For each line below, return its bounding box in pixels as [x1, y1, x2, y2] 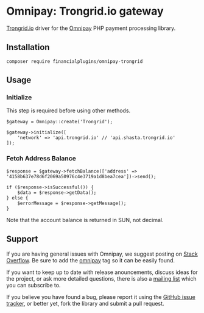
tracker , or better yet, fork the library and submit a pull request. [6, 300, 164, 307]
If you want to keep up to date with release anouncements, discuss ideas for [6, 268, 198, 276]
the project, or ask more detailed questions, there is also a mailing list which [6, 275, 197, 282]
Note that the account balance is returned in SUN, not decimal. [6, 216, 164, 223]
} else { [6, 195, 29, 201]
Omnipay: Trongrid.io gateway [6, 4, 164, 18]
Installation [6, 42, 50, 52]
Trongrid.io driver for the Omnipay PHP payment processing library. [6, 24, 176, 32]
